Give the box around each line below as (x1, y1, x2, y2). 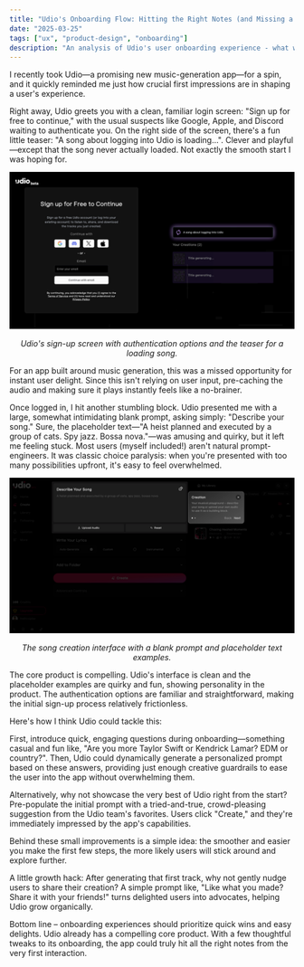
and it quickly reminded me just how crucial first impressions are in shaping (9, 79, 291, 90)
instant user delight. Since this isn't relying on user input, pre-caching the (9, 374, 283, 385)
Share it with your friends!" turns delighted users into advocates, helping (9, 892, 280, 903)
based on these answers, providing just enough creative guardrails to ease (9, 763, 288, 773)
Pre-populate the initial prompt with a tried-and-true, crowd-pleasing (9, 799, 267, 810)
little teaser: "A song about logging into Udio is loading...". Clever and (9, 135, 267, 146)
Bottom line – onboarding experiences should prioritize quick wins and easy (9, 919, 292, 930)
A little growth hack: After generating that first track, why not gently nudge (9, 873, 287, 884)
